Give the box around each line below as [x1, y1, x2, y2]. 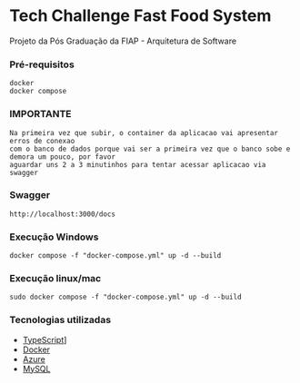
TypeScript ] [22, 334, 67, 345]
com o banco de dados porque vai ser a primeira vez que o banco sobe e [9, 144, 291, 153]
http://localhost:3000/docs [9, 210, 116, 219]
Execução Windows [9, 231, 99, 243]
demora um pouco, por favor [9, 152, 116, 162]
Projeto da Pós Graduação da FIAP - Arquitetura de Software [9, 35, 237, 46]
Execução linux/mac [9, 272, 102, 285]
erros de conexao [9, 136, 75, 145]
